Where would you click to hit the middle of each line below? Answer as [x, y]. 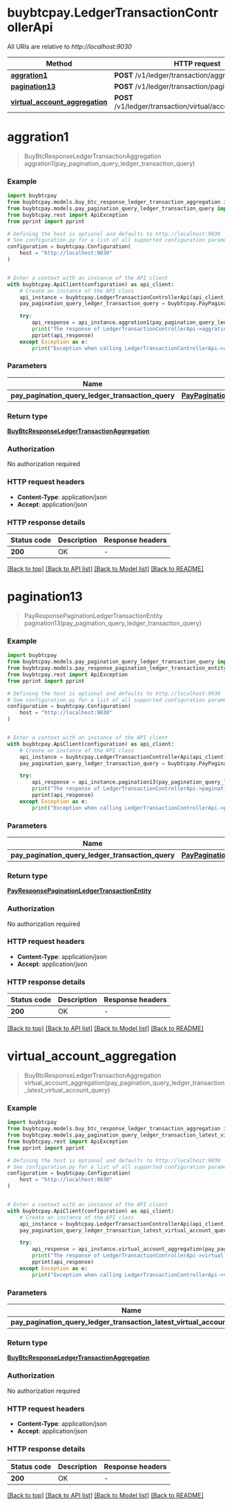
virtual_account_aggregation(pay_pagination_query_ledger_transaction [124, 1083]
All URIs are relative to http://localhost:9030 [70, 46]
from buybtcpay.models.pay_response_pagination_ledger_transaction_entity [117, 668]
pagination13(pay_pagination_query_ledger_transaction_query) [113, 623]
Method [59, 64]
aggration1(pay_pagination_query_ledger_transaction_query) [109, 163]
